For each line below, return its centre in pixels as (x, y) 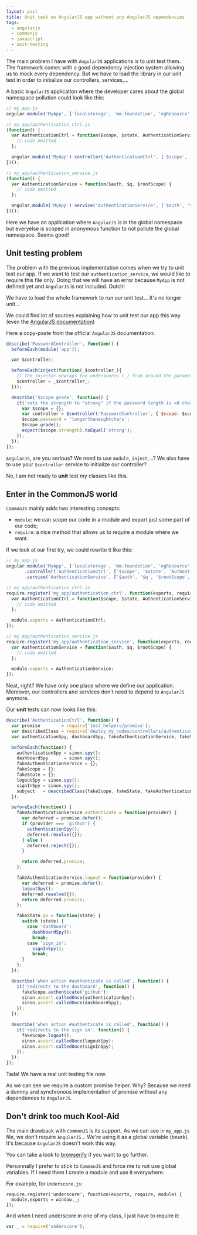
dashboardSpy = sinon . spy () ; (59, 758)
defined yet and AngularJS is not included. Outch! (65, 286)
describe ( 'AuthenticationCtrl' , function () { (62, 721)
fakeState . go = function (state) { (59, 916)
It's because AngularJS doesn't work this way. (62, 1143)
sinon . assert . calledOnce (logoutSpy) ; (68, 1041)
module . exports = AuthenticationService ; (63, 669)
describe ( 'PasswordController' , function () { (62, 344)
